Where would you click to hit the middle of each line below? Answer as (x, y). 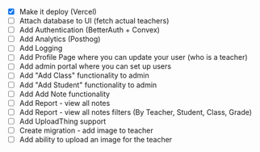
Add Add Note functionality (65, 94)
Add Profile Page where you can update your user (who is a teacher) (133, 57)
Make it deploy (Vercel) (58, 12)
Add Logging (41, 49)
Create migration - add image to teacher (86, 130)
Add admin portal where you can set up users (95, 66)
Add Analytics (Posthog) (60, 39)
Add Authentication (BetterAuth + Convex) (90, 30)
